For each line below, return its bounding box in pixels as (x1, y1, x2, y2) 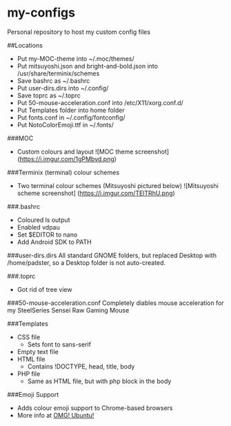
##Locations (7, 41, 43, 49)
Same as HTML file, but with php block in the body (27, 377, 172, 385)
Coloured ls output (17, 216, 70, 224)
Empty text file (17, 347, 59, 355)
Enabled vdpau (17, 223, 60, 231)
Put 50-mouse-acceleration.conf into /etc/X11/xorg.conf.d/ (17, 98, 184, 106)
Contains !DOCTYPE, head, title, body (27, 362, 135, 371)
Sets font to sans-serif (27, 340, 92, 349)
